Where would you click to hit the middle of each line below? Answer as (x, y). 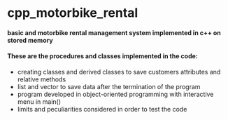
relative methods (42, 79)
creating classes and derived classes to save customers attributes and (119, 72)
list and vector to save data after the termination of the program (109, 86)
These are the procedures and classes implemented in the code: (102, 56)
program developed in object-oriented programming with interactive (115, 94)
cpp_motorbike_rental (73, 13)
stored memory (30, 40)
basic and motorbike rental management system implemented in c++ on (114, 32)
